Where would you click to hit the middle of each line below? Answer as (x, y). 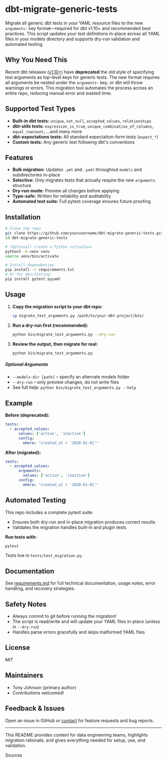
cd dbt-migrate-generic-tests (37, 238)
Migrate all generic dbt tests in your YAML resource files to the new (74, 23)
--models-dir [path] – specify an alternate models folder (71, 377)
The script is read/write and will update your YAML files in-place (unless (86, 621)
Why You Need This (36, 60)
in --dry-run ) (26, 627)
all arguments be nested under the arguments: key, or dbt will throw (74, 82)
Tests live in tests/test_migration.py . (44, 556)
